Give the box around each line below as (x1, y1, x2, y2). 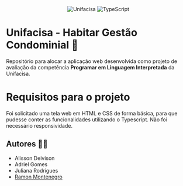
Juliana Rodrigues (14, 167, 58, 174)
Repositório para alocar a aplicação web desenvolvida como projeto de (6, 58, 177, 65)
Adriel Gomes (14, 160, 48, 168)
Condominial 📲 (6, 38, 79, 52)
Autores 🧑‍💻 (6, 139, 48, 149)
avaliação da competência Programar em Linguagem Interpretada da (6, 64, 175, 71)
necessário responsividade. (6, 122, 73, 129)
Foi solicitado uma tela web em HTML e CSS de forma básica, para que (6, 110, 178, 117)
